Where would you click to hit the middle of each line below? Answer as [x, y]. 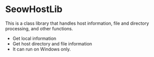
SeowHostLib [34, 9]
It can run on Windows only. [42, 49]
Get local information [34, 38]
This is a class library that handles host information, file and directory [77, 23]
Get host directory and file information [52, 43]
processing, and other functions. [39, 28]
